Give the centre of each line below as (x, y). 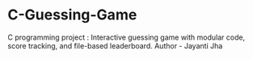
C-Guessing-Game (72, 15)
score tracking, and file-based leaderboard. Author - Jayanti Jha (115, 45)
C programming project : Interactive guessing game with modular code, (126, 37)
